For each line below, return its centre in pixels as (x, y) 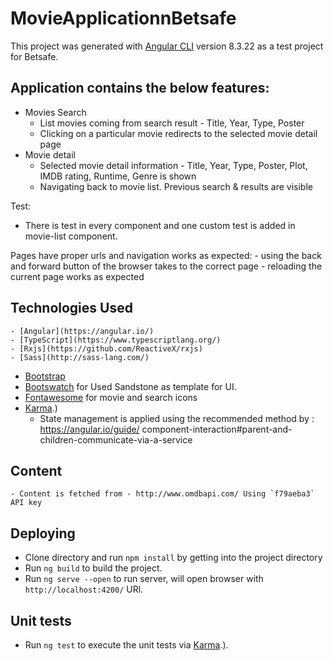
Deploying (43, 533)
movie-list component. (71, 236)
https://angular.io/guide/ (89, 429)
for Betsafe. (34, 56)
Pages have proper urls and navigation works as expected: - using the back (166, 255)
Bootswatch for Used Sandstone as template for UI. (130, 386)
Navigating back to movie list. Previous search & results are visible (176, 186)
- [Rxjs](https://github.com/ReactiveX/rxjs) (106, 348)
